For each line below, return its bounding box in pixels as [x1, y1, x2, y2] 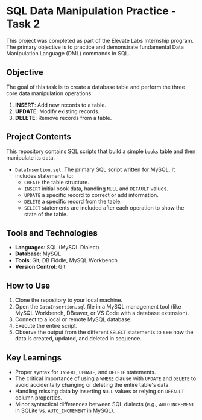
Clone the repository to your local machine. [14, 296, 122, 304]
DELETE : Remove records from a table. [14, 114, 112, 121]
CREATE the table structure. [24, 178, 89, 186]
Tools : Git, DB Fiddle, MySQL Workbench [14, 257, 118, 264]
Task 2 [6, 17, 40, 31]
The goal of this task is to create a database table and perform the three [6, 83, 185, 90]
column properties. [14, 394, 63, 401]
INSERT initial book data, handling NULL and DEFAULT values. [24, 185, 169, 192]
